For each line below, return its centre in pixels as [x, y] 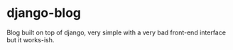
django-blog [44, 13]
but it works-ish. [31, 39]
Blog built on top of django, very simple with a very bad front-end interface [116, 32]
